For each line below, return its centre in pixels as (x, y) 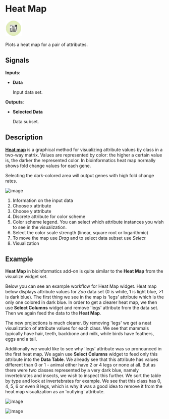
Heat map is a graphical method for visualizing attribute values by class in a (84, 149)
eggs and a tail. (21, 339)
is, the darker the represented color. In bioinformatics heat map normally (80, 160)
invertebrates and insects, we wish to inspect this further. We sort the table (83, 376)
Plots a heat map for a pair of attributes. (47, 44)
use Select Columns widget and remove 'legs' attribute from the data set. (82, 308)
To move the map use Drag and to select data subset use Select (79, 238)
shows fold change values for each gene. (48, 166)
